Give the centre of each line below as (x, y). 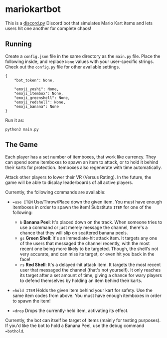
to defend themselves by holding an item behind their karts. (81, 280)
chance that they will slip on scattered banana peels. (74, 232)
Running (19, 44)
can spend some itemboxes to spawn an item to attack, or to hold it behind (82, 162)
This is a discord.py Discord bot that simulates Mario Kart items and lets (79, 23)
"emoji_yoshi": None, (36, 89)
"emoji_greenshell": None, (42, 98)
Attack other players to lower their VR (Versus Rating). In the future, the (78, 177)
